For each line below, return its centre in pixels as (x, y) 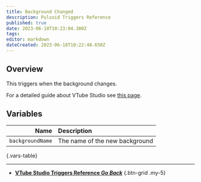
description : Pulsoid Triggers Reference (59, 17)
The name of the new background (106, 141)
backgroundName (31, 141)
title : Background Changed (40, 12)
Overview (25, 69)
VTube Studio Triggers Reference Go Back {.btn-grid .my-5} (90, 172)
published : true (26, 23)
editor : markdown (28, 39)
